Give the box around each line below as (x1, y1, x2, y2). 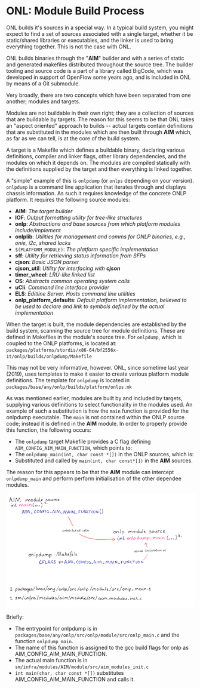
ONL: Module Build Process (6, 4, 144, 18)
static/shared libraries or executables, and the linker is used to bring (6, 36, 174, 44)
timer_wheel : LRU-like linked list (14, 271, 96, 278)
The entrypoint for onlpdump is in (14, 625, 97, 632)
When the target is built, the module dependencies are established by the (6, 321, 187, 328)
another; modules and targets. (6, 97, 81, 105)
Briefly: (6, 613, 24, 621)
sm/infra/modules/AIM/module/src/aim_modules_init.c (14, 664, 149, 670)
